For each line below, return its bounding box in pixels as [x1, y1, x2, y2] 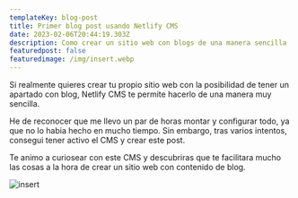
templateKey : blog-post [9, 13, 99, 22]
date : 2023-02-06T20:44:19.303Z [9, 30, 130, 39]
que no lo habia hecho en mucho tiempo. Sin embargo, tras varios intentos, [9, 125, 287, 135]
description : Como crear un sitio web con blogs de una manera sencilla [9, 38, 287, 47]
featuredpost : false [9, 47, 87, 56]
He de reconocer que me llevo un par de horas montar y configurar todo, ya [9, 116, 290, 126]
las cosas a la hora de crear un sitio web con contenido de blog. [9, 162, 246, 172]
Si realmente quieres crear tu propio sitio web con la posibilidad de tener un [9, 80, 290, 90]
